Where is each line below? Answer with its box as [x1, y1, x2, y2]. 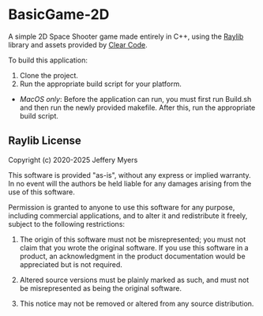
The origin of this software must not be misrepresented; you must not [19, 235, 246, 244]
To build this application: [8, 55, 88, 65]
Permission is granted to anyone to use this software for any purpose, [8, 202, 235, 212]
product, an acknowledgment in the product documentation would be [19, 251, 246, 261]
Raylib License [8, 134, 81, 148]
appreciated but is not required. [19, 259, 122, 269]
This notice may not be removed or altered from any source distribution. [19, 299, 254, 308]
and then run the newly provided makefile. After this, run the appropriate [19, 103, 256, 112]
